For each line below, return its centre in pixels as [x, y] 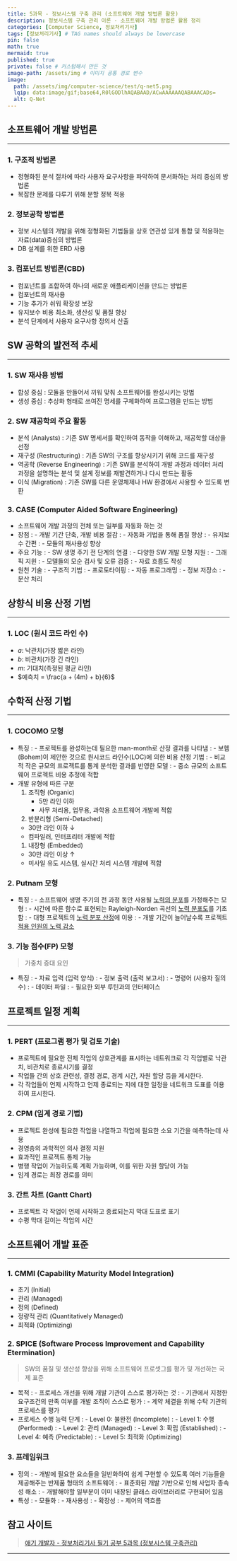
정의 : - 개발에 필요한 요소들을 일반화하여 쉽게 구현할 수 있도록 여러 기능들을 [121, 1474]
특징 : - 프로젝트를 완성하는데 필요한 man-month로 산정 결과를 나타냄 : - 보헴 [123, 748]
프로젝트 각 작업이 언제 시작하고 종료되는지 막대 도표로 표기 [98, 1211]
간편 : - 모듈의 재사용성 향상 [63, 544]
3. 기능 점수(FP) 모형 [41, 946]
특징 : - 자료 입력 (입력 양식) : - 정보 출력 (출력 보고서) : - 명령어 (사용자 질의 [122, 978]
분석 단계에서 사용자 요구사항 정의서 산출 [73, 321]
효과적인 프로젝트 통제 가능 [54, 1156]
